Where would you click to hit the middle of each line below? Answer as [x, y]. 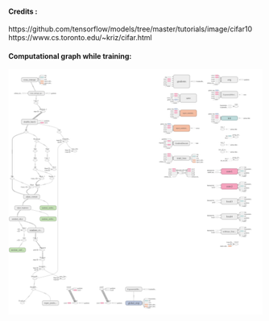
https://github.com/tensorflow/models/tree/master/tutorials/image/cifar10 [130, 29]
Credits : [23, 11]
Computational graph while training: [70, 56]
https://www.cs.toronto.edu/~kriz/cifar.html [80, 38]
